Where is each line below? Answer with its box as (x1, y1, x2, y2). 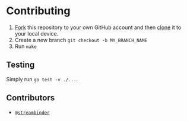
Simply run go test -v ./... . (6, 75, 78, 82)
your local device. (14, 30, 59, 37)
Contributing (6, 4, 71, 18)
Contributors (6, 93, 55, 103)
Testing (6, 60, 35, 70)
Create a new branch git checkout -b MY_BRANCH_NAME (14, 36, 148, 43)
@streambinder (14, 110, 50, 116)
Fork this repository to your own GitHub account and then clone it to (14, 24, 182, 31)
